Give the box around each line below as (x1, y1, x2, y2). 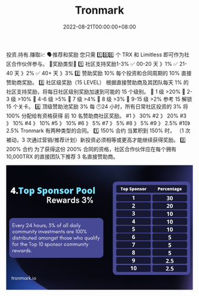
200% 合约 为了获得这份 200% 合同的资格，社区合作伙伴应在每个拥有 (6, 145, 176, 152)
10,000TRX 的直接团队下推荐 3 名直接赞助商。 (6, 152, 118, 160)
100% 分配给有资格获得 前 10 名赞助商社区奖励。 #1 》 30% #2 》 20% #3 (6, 112, 187, 119)
